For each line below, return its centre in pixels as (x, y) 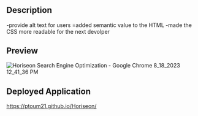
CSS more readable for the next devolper (58, 31)
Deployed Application (48, 91)
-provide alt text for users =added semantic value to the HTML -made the (99, 25)
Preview (22, 51)
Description (29, 10)
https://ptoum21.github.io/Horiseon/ (51, 106)
